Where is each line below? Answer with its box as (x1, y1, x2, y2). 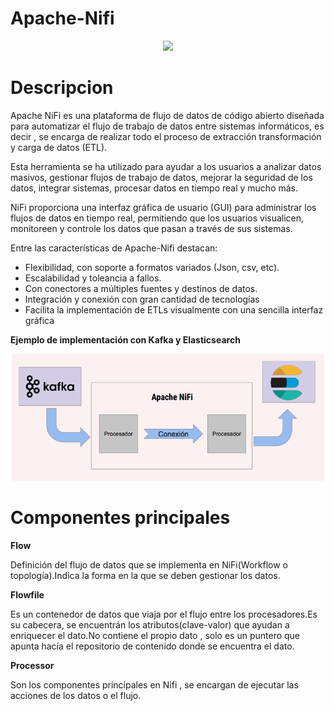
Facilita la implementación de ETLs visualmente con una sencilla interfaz (24, 303, 324, 316)
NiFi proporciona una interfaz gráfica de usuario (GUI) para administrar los (10, 201, 317, 213)
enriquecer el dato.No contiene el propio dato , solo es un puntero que (10, 629, 301, 641)
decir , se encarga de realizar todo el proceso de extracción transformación (10, 130, 322, 142)
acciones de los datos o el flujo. (10, 689, 142, 701)
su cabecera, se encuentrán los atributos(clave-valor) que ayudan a (10, 618, 290, 631)
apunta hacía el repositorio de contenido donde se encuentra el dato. (10, 640, 295, 652)
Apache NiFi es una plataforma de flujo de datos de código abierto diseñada (10, 109, 325, 121)
